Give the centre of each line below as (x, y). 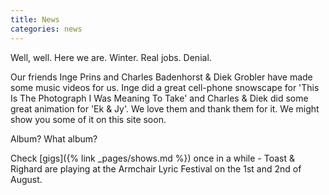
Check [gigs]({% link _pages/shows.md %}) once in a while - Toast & (152, 158)
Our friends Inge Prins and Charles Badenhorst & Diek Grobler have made (161, 77)
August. (26, 179)
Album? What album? (54, 138)
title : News (35, 19)
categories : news (46, 29)
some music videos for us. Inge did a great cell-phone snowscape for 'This (165, 87)
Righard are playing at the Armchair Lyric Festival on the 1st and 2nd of (156, 168)
